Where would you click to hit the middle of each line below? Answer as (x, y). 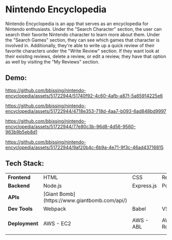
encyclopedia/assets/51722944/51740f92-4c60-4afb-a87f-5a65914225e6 (84, 95)
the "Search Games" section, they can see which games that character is (82, 40)
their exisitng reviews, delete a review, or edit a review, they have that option (86, 56)
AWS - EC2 (57, 223)
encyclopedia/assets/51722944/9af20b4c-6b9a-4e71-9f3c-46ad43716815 (84, 147)
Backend (19, 186)
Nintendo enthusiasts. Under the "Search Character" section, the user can (84, 29)
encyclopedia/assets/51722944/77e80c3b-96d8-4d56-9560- (71, 126)
